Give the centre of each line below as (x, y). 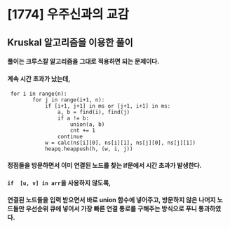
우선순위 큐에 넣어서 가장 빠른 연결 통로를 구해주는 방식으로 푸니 (111, 209)
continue (70, 137)
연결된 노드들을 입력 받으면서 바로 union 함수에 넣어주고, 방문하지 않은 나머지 (111, 200)
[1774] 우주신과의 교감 (68, 14)
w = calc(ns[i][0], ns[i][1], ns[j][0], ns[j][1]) (120, 143)
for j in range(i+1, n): (69, 100)
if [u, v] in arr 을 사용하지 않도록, (59, 183)
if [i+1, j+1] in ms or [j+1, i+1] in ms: (108, 106)
